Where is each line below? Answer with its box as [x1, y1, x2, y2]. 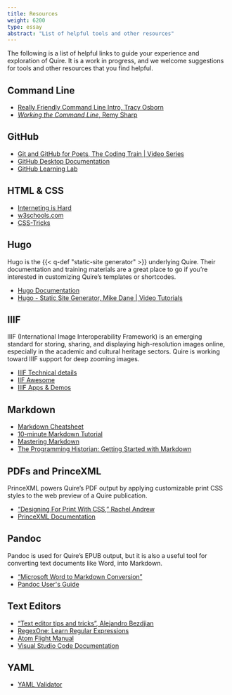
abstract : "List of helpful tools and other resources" [7, 30, 174, 37]
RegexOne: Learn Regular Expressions [17, 626, 129, 635]
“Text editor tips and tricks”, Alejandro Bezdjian [17, 619, 154, 628]
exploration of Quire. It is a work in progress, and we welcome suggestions [7, 57, 224, 65]
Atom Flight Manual [17, 634, 74, 642]
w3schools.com [17, 211, 64, 219]
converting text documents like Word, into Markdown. [7, 559, 163, 567]
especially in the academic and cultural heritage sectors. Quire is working [7, 347, 220, 356]
